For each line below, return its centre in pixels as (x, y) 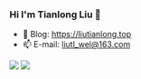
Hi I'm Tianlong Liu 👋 (55, 15)
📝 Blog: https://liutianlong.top (77, 35)
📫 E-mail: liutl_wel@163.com (76, 44)
